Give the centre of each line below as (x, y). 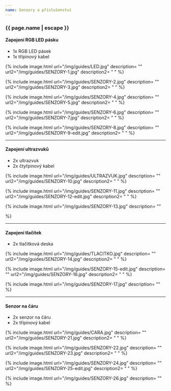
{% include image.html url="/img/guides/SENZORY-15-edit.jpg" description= (85, 269)
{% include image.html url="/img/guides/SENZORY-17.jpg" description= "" (83, 284)
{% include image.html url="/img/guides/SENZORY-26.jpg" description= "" (83, 378)
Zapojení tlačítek (23, 232)
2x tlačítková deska (33, 244)
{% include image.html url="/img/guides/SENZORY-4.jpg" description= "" (82, 97)
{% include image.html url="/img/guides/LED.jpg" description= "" (74, 66)
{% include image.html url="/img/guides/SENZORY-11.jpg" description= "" (83, 191)
